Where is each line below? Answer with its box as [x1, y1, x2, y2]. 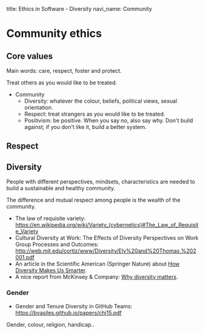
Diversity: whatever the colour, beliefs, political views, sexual [24, 97, 178, 105]
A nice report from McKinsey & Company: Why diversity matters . [15, 273, 178, 281]
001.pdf [15, 254, 35, 261]
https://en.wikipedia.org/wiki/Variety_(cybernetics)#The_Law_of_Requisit [15, 221, 199, 229]
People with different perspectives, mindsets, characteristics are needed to [6, 178, 195, 185]
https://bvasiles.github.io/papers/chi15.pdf [15, 309, 122, 316]
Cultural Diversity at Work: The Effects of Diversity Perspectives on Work [15, 234, 199, 242]
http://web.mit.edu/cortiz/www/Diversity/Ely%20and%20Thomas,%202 [15, 247, 196, 254]
